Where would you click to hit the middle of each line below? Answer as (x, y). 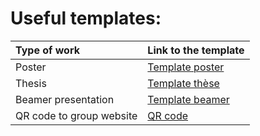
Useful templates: (86, 18)
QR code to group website (76, 115)
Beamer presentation (65, 99)
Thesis (31, 83)
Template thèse (183, 83)
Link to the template (196, 50)
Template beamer (188, 99)
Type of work (47, 50)
